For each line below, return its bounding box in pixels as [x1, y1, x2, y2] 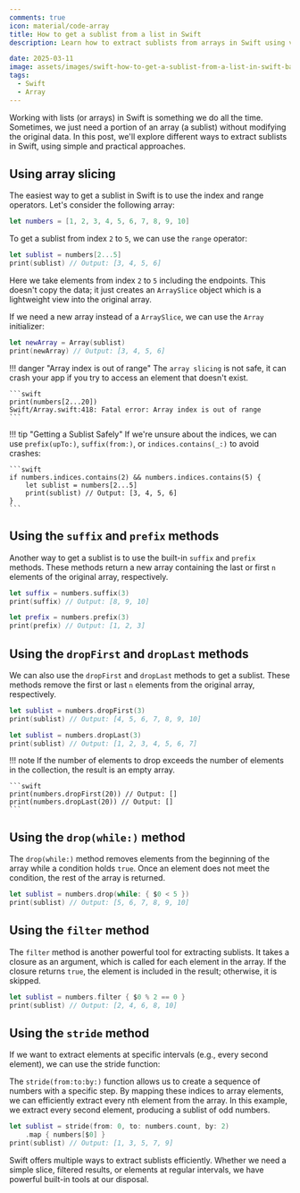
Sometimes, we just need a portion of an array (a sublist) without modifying [9, 122, 287, 132]
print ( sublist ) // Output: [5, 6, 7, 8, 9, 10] [9, 899, 190, 908]
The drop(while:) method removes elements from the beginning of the [9, 854, 271, 865]
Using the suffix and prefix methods [9, 529, 220, 544]
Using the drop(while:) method [9, 830, 186, 845]
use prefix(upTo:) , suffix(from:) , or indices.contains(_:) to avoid [9, 438, 260, 448]
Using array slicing [9, 166, 116, 182]
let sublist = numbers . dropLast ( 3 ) [9, 730, 142, 739]
